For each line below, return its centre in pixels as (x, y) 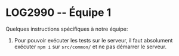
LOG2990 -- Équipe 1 (58, 13)
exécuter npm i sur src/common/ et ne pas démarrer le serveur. (90, 47)
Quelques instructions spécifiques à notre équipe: (67, 29)
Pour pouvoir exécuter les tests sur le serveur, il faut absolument (93, 40)
